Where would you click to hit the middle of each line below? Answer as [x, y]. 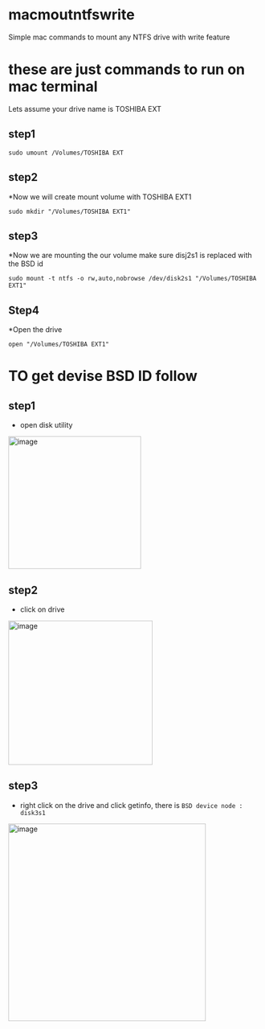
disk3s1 [33, 813]
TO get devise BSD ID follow [103, 376]
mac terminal [53, 87]
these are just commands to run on [126, 70]
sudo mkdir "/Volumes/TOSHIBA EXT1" [69, 211]
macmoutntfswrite [71, 15]
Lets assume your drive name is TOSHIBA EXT [85, 109]
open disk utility [46, 425]
